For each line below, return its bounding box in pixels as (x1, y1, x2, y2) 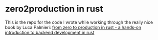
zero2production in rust (5, 3, 104, 14)
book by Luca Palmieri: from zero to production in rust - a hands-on (5, 24, 141, 30)
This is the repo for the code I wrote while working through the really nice (5, 19, 153, 25)
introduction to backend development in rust (5, 29, 94, 35)
